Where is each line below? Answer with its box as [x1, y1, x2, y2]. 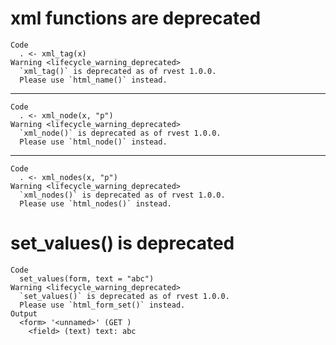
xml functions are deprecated [10, 7, 262, 30]
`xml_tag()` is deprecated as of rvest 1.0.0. [19, 66, 217, 76]
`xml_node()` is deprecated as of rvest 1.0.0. [19, 128, 222, 138]
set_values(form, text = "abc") [19, 273, 155, 284]
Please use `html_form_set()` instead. [19, 300, 186, 310]
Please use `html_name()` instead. [19, 75, 168, 85]
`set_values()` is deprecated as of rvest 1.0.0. [19, 291, 230, 301]
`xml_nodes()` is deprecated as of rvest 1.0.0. [19, 190, 226, 200]
